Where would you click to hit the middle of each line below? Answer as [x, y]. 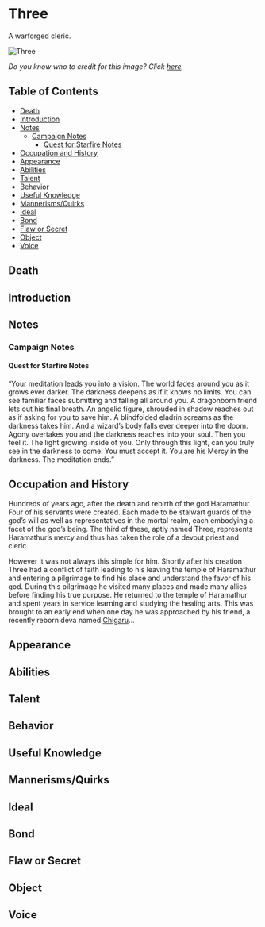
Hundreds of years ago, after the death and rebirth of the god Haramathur [129, 503]
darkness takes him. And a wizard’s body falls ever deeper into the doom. [128, 426]
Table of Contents [54, 92]
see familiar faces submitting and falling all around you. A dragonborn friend [133, 401]
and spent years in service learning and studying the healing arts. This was [131, 603]
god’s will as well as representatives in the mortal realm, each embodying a [131, 520]
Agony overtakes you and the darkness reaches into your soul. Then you [127, 434]
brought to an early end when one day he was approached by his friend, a [129, 611]
